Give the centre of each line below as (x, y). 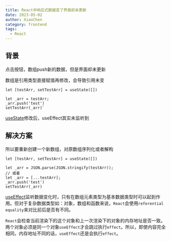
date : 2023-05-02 (24, 15)
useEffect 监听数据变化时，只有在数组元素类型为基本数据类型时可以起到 (81, 197)
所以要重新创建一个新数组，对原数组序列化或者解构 (59, 149)
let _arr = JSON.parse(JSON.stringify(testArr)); (60, 168)
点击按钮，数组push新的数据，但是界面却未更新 (56, 69)
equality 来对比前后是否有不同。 (39, 209)
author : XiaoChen (24, 19)
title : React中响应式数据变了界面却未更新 (46, 10)
